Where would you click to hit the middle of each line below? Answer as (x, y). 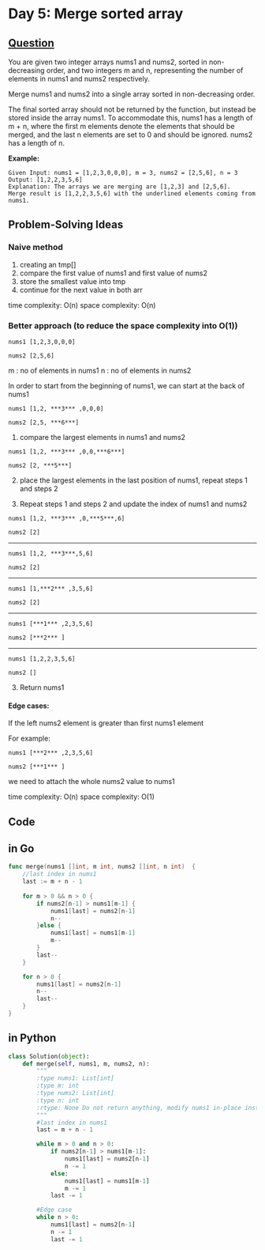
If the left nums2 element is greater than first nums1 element (106, 723)
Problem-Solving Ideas (66, 225)
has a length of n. (37, 143)
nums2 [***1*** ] (37, 767)
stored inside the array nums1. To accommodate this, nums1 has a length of (131, 118)
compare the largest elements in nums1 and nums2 (103, 437)
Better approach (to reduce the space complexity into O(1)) (123, 325)
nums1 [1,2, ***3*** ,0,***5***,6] (67, 518)
